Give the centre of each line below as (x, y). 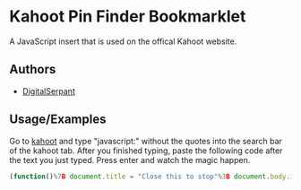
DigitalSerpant (49, 91)
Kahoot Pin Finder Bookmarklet (128, 17)
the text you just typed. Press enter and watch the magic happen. (130, 160)
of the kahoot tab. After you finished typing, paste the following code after (146, 151)
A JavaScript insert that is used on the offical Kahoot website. (123, 41)
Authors (33, 69)
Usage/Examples (58, 120)
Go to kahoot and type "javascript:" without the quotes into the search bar (146, 141)
